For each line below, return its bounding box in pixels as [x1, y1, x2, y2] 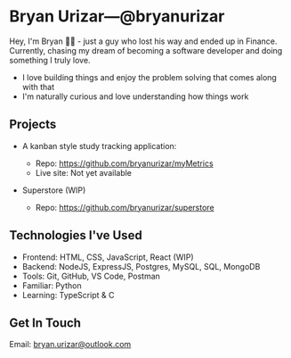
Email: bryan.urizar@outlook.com [9, 339, 132, 350]
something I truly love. [9, 54, 91, 65]
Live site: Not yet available [35, 167, 132, 178]
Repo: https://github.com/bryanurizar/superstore [35, 202, 215, 212]
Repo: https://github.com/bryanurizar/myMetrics [35, 158, 214, 169]
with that [21, 81, 55, 92]
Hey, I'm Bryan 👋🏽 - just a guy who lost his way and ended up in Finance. [9, 36, 278, 46]
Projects [9, 117, 57, 132]
